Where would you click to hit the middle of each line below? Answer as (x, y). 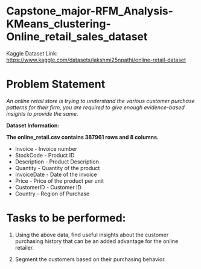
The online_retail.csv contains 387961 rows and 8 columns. (82, 137)
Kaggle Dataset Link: (32, 53)
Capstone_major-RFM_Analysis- (90, 11)
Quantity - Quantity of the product (57, 168)
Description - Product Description (57, 162)
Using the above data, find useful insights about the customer (92, 235)
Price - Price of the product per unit (59, 181)
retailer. (24, 247)
